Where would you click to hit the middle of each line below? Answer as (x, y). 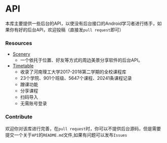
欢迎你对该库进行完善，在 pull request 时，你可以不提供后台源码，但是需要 (83, 128)
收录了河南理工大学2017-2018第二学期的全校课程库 (73, 72)
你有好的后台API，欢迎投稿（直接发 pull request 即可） (67, 30)
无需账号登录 (33, 104)
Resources (19, 43)
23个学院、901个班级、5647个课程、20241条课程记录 (76, 78)
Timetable (23, 66)
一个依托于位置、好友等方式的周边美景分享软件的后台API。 (81, 60)
